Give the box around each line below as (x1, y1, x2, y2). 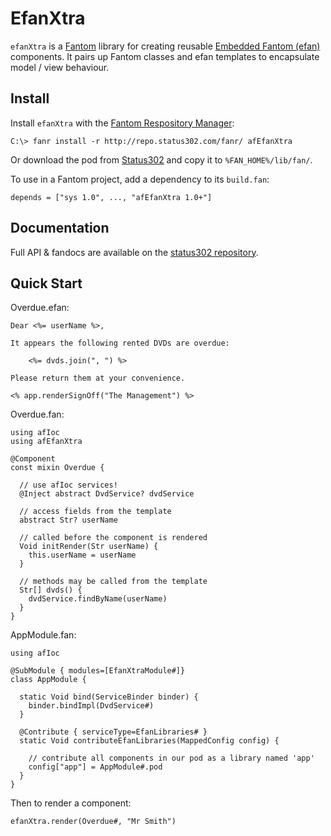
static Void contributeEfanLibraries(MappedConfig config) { (19, 736, 280, 746)
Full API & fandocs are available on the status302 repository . (10, 246, 259, 258)
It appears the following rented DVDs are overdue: (10, 338, 230, 349)
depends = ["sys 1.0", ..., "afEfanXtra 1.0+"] (10, 192, 213, 202)
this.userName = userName (28, 550, 137, 561)
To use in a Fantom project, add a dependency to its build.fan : (10, 173, 270, 185)
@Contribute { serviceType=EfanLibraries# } (19, 727, 208, 737)
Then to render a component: (10, 797, 132, 809)
